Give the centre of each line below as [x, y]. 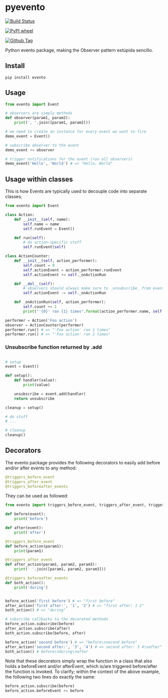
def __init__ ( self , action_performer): [56, 261]
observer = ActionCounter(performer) [44, 325]
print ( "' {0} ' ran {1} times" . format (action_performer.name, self [93, 311]
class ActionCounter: [28, 256]
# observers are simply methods [39, 113]
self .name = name [41, 224]
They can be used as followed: [37, 496]
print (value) [37, 385]
